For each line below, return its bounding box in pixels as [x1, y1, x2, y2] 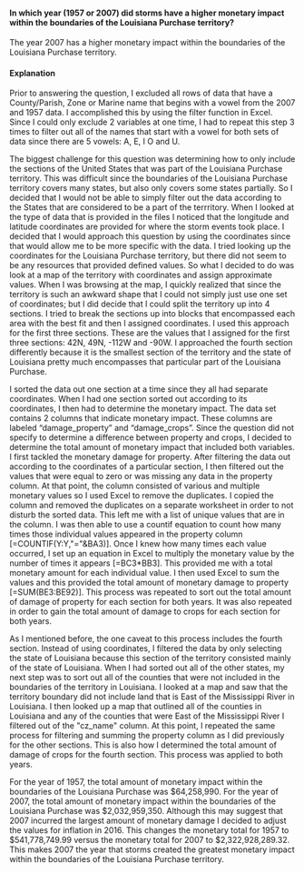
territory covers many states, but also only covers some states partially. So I [9, 183, 293, 194]
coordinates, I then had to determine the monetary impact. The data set [9, 403, 277, 414]
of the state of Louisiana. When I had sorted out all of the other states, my [9, 662, 285, 673]
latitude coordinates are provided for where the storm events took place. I [9, 221, 285, 232]
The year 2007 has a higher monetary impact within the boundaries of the [9, 37, 286, 48]
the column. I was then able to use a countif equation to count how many [9, 519, 281, 530]
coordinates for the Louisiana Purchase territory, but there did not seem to [9, 250, 288, 261]
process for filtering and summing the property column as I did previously [9, 730, 285, 741]
